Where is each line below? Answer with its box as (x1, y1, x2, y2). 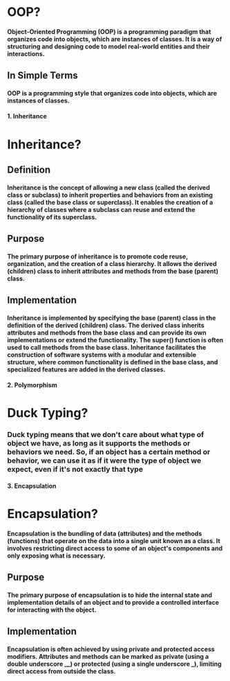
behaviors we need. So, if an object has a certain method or (7, 448, 211, 457)
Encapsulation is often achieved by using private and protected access (7, 645, 215, 653)
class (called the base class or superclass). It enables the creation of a (7, 198, 213, 206)
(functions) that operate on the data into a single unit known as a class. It (7, 536, 221, 545)
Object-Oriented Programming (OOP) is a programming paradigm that (7, 27, 211, 35)
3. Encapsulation (7, 481, 57, 490)
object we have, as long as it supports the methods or (7, 439, 191, 448)
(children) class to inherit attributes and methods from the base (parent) (7, 267, 219, 275)
